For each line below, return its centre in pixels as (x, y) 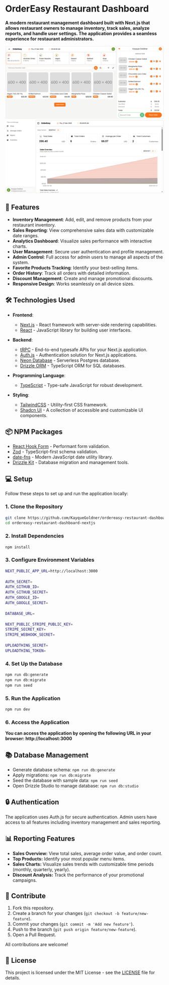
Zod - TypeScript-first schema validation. (55, 452)
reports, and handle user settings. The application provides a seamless (81, 33)
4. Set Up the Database (34, 664)
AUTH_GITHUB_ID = (22, 587)
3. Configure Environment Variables (50, 560)
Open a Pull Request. (34, 935)
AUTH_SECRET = (19, 582)
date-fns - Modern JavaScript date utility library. (63, 457)
